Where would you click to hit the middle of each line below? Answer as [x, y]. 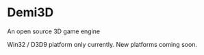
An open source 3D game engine [54, 31]
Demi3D [30, 13]
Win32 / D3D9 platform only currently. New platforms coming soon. [102, 44]
